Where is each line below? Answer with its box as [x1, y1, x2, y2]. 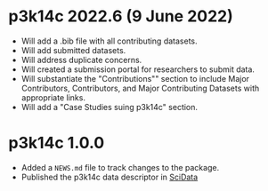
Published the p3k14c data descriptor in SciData [20, 171, 199, 182]
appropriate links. [20, 92, 86, 103]
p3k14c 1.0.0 [8, 133, 105, 153]
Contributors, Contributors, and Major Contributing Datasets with [20, 83, 260, 93]
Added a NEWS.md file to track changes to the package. [20, 162, 220, 172]
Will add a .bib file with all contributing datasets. [20, 36, 198, 46]
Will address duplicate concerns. [20, 54, 142, 65]
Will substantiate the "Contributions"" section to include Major [20, 73, 250, 84]
